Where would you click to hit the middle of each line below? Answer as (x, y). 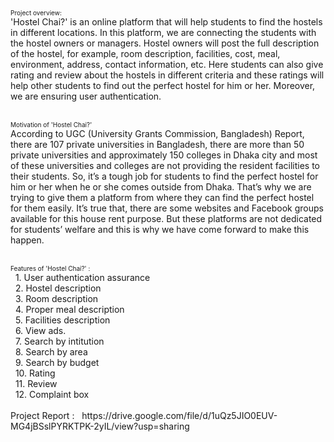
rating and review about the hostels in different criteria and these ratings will (167, 75)
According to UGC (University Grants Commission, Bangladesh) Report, (157, 133)
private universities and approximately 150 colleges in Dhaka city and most (164, 155)
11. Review (36, 383)
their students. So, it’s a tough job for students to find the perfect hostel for (164, 176)
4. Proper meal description (69, 309)
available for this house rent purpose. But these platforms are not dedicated (166, 218)
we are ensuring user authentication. (86, 96)
